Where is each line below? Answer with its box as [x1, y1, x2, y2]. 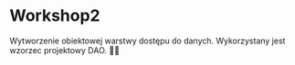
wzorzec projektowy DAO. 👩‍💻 [9, 44, 121, 55]
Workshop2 [9, 5, 100, 26]
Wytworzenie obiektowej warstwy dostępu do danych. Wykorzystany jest [9, 35, 286, 46]
